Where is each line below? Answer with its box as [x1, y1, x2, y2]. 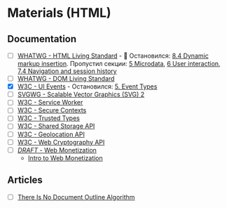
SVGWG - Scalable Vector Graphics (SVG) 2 [17, 90, 145, 99]
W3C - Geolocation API [17, 130, 85, 138]
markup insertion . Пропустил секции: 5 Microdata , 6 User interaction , [17, 60, 221, 68]
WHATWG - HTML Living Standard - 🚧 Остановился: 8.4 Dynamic [17, 51, 209, 60]
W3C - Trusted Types [17, 114, 81, 122]
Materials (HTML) [7, 5, 111, 21]
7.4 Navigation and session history [17, 67, 117, 75]
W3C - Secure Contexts [17, 106, 87, 115]
